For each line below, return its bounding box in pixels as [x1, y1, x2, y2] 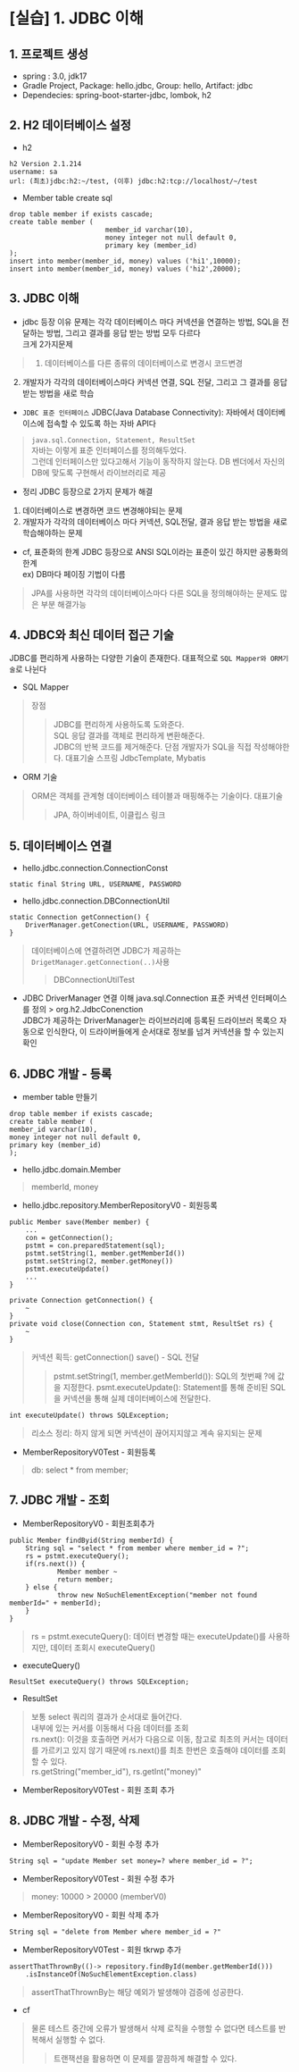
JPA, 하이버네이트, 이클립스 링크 [53, 810, 166, 820]
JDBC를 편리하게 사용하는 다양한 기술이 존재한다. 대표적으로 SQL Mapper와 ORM [9, 653, 283, 664]
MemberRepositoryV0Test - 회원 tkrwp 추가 [21, 1944, 181, 1955]
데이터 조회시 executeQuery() [50, 1641, 156, 1653]
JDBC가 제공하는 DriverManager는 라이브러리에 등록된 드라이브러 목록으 [21, 1015, 278, 1026]
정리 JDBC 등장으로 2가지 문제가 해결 [21, 486, 154, 497]
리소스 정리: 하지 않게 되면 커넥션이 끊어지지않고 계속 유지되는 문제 [30, 1428, 262, 1439]
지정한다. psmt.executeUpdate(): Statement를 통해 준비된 [62, 1382, 269, 1393]
